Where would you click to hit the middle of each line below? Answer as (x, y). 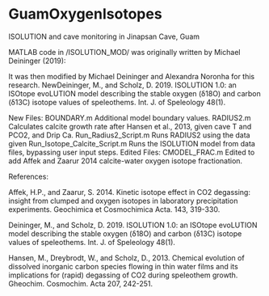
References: (28, 176)
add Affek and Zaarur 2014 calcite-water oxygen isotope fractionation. (126, 161)
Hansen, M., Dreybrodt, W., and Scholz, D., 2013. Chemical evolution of (126, 258)
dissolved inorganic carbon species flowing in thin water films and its (123, 266)
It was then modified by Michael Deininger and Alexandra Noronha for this (132, 76)
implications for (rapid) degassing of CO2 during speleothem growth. (123, 275)
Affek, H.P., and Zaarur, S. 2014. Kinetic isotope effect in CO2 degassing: (129, 192)
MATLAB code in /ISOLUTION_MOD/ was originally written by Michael (124, 52)
